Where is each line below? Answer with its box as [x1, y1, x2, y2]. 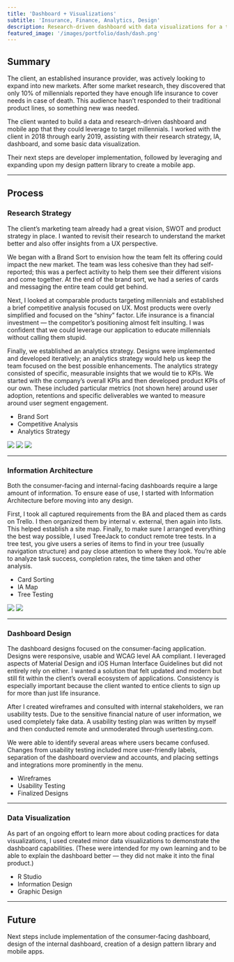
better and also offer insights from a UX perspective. [7, 239, 158, 247]
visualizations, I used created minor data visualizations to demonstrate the [7, 836, 221, 845]
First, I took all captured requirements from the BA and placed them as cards [7, 510, 227, 518]
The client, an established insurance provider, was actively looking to [7, 74, 205, 82]
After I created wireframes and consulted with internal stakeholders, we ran [7, 703, 224, 711]
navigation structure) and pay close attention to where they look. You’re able [7, 547, 226, 556]
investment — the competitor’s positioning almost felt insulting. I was [7, 318, 205, 326]
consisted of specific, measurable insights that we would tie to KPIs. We [7, 368, 214, 378]
